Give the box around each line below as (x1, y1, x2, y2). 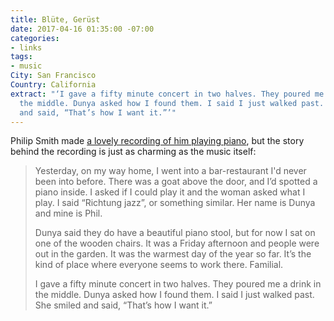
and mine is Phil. (34, 207, 103, 220)
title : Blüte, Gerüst (10, 14, 101, 25)
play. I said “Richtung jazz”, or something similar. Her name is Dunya (34, 197, 316, 209)
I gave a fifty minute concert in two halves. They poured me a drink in (34, 278, 322, 290)
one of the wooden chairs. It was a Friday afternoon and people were (34, 237, 320, 250)
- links (10, 42, 43, 53)
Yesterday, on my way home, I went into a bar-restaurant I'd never (34, 165, 307, 177)
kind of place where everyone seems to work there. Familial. (34, 259, 284, 271)
